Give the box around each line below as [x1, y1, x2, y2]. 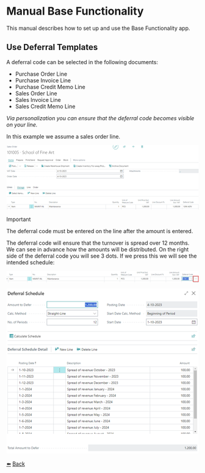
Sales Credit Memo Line [15, 103, 76, 110]
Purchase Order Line [15, 70, 68, 78]
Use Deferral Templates [6, 42, 98, 52]
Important [6, 215, 31, 223]
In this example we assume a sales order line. [6, 132, 121, 140]
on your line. [6, 121, 38, 128]
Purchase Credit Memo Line [15, 83, 85, 90]
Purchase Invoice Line [15, 76, 71, 84]
